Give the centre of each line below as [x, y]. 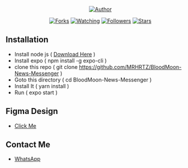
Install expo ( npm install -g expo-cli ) [60, 61]
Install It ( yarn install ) [42, 86]
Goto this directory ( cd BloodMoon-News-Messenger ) [83, 79]
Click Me [25, 125]
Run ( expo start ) [36, 92]
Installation [27, 40]
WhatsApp [27, 159]
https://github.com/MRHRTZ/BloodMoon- [130, 67]
